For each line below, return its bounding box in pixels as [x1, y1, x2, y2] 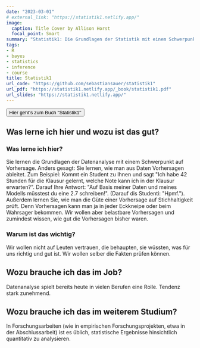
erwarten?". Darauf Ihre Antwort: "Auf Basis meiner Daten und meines [6, 184, 177, 191]
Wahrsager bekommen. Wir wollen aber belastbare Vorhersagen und [6, 209, 174, 216]
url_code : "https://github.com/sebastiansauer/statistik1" [6, 81, 156, 87]
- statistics [6, 58, 39, 64]
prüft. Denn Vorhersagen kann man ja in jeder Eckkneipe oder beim [6, 203, 171, 210]
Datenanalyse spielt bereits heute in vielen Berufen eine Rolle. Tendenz [6, 283, 180, 290]
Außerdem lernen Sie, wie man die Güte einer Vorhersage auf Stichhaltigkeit [6, 196, 193, 203]
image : [6, 20, 23, 26]
